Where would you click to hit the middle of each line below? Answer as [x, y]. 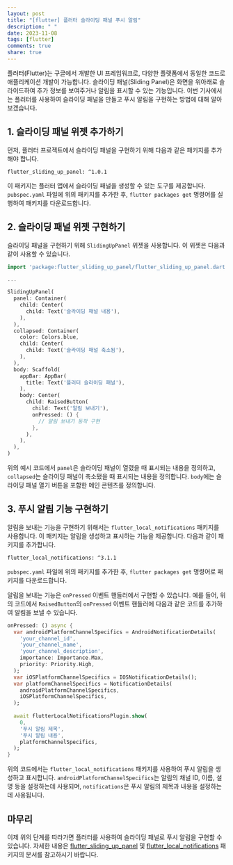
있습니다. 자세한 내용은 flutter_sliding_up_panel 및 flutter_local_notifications [113, 846]
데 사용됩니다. [26, 795]
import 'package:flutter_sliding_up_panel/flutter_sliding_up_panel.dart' [118, 267]
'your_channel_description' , [62, 652]
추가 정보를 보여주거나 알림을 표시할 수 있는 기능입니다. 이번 [118, 90]
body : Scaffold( [37, 369]
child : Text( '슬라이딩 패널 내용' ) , [73, 311]
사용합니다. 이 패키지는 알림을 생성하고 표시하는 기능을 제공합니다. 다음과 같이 [112, 535]
